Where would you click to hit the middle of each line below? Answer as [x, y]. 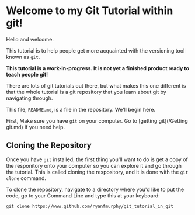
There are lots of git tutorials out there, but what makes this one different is [96, 85]
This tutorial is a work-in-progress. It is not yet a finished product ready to [98, 68]
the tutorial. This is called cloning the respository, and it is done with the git [97, 172]
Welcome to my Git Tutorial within [90, 11]
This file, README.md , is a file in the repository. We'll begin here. [81, 109]
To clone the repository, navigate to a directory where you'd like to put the [95, 189]
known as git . [23, 57]
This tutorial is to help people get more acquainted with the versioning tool [95, 50]
